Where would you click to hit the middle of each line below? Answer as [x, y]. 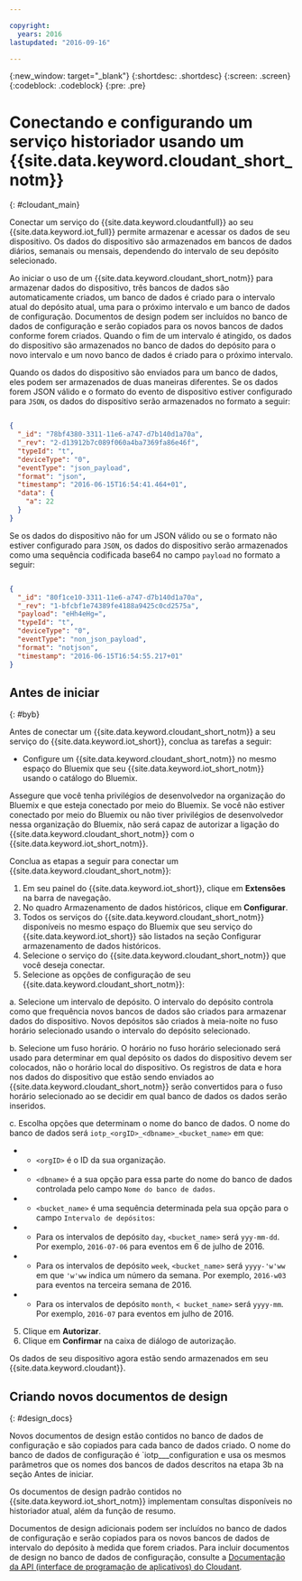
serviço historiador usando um [127, 141]
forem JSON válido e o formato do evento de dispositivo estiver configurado [151, 392]
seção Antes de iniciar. [52, 1474]
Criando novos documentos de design [119, 1396]
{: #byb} [25, 714]
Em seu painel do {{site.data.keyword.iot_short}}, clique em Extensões [154, 889]
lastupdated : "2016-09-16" [60, 42]
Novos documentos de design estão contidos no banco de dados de [137, 1436]
